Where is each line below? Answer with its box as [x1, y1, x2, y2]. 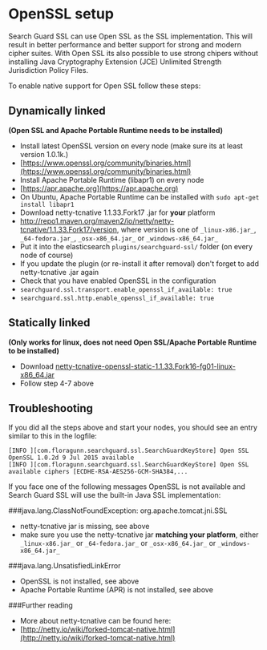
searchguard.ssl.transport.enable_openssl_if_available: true [19, 285, 233, 293]
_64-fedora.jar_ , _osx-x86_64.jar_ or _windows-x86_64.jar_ [19, 233, 219, 243]
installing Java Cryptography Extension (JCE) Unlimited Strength [8, 57, 222, 67]
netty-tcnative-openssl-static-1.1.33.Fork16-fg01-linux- [55, 361, 237, 371]
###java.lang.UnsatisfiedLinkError [8, 561, 121, 571]
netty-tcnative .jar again [19, 267, 99, 277]
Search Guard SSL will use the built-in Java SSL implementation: [8, 491, 221, 500]
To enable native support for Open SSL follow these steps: [8, 81, 201, 91]
